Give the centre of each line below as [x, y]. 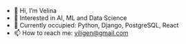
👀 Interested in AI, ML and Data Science [70, 18]
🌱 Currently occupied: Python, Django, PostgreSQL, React [96, 25]
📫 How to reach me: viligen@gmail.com [71, 33]
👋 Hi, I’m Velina [35, 11]
